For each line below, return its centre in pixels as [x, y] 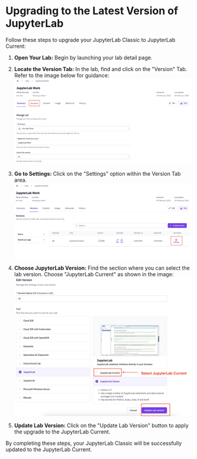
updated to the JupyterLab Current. [49, 449]
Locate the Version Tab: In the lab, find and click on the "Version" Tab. [101, 69]
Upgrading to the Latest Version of [92, 11]
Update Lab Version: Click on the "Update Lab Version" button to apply [101, 425]
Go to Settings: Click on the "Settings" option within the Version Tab [97, 174]
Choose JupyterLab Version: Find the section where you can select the [102, 268]
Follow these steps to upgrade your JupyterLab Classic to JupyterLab [91, 40]
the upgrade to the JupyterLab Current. [62, 431]
